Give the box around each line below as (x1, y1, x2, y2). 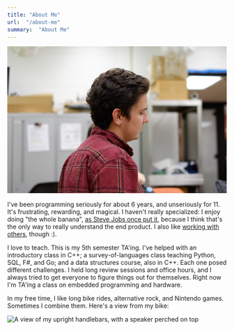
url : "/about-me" (7, 18, 61, 26)
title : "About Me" (7, 11, 61, 18)
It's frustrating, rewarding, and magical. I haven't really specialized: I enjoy (7, 208, 221, 216)
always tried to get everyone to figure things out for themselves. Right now (7, 273, 221, 282)
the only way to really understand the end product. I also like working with (7, 222, 219, 231)
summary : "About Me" (7, 26, 70, 33)
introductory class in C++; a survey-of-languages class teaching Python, (7, 251, 216, 259)
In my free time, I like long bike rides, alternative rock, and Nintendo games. (7, 294, 224, 303)
